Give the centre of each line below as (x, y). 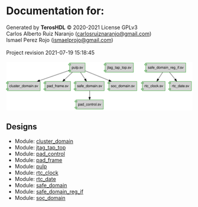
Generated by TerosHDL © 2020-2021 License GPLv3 (72, 27)
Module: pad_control (40, 154)
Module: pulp (31, 166)
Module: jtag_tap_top (40, 147)
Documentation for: (55, 11)
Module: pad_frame (38, 160)
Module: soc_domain (40, 198)
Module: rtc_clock (36, 173)
